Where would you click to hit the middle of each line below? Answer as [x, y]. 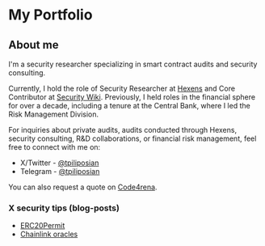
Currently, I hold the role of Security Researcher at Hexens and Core [122, 88]
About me [34, 45]
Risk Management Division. [54, 114]
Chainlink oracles [49, 234]
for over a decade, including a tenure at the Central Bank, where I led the [129, 106]
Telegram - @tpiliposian [60, 171]
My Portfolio [50, 15]
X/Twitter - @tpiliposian [59, 163]
